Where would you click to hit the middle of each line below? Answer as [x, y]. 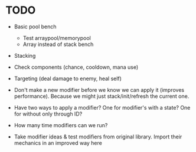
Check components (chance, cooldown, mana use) [76, 67]
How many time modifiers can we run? [61, 125]
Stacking [25, 55]
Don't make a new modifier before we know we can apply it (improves [99, 90]
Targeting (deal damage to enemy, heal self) [68, 78]
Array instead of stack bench [58, 44]
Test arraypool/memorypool [57, 38]
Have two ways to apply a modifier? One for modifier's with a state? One [102, 107]
